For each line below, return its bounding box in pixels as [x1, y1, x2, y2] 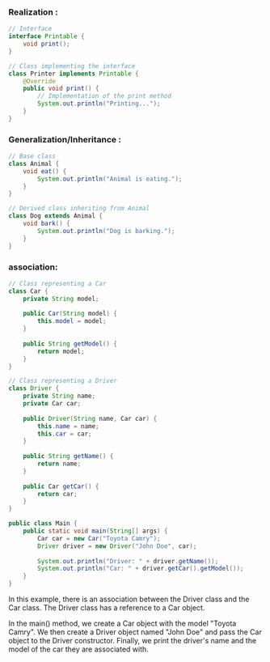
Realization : [8, 6, 58, 18]
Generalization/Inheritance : [8, 134, 121, 145]
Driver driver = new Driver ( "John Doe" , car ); [37, 541, 197, 550]
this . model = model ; [37, 317, 107, 325]
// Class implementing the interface [8, 62, 136, 70]
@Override [23, 77, 57, 85]
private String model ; [23, 295, 99, 303]
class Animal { [8, 159, 60, 168]
